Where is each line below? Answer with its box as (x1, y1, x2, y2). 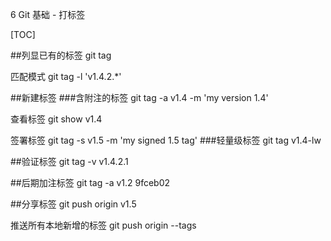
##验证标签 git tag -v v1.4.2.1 (10, 156, 129, 167)
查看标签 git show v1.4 (10, 113, 103, 125)
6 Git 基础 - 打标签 (10, 9, 86, 20)
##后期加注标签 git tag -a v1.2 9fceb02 (10, 177, 171, 188)
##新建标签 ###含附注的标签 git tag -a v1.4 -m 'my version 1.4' (10, 92, 269, 103)
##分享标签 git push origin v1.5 (10, 198, 137, 210)
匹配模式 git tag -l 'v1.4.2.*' (10, 71, 122, 82)
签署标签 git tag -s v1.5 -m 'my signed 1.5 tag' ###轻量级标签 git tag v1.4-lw (10, 134, 322, 146)
